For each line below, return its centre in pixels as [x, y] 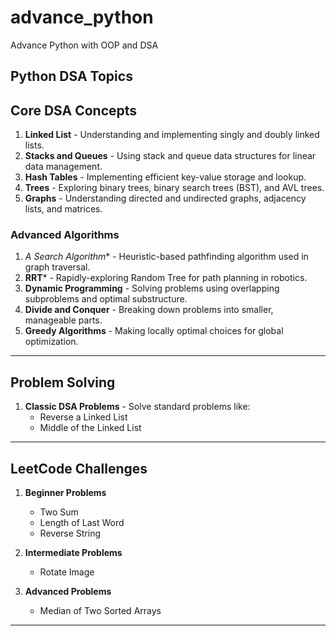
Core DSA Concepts [74, 110]
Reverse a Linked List [83, 417]
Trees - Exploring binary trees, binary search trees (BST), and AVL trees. [174, 188]
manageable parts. [63, 320]
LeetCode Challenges [79, 468]
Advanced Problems [68, 592]
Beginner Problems [65, 493]
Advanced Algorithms [65, 235]
